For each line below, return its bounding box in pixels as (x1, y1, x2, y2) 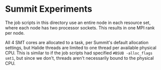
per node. (5, 30, 25, 36)
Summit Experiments (5, 3, 92, 15)
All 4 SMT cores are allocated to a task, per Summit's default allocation (5, 39, 149, 45)
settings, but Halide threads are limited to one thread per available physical (5, 45, 157, 50)
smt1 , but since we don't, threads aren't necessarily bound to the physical (5, 55, 154, 61)
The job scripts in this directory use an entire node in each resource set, (5, 20, 151, 25)
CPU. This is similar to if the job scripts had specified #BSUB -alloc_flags (5, 50, 153, 56)
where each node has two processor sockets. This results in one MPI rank (5, 24, 155, 30)
